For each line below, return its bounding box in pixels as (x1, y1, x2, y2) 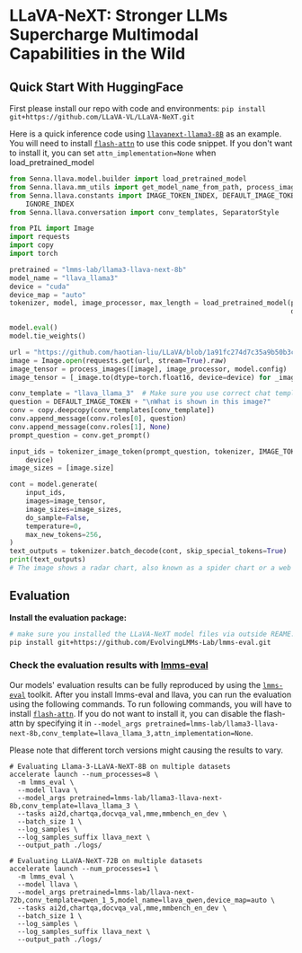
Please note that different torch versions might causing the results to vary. (9, 745, 284, 755)
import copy (9, 241, 54, 250)
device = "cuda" (9, 282, 70, 291)
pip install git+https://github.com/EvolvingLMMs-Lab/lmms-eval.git (9, 638, 271, 647)
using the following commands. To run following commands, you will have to (9, 698, 292, 710)
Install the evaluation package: (9, 612, 128, 622)
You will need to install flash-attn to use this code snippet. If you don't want (9, 138, 293, 148)
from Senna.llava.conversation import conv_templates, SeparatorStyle (9, 207, 280, 216)
